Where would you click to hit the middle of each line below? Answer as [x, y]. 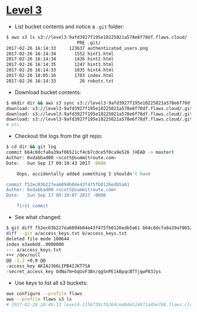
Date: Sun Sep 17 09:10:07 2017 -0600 [56, 195]
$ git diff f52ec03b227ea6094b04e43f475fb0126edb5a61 [73, 228]
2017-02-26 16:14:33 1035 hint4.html [60, 70]
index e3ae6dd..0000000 [35, 244]
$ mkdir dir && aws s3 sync [40, 103]
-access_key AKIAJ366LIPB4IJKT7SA [48, 266]
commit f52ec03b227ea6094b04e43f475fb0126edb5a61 [68, 184]
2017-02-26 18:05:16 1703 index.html [60, 76]
